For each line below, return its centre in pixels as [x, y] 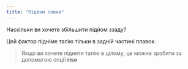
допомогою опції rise [49, 59]
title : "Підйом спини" [35, 12]
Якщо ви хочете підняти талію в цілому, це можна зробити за [101, 53]
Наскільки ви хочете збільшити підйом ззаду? [66, 29]
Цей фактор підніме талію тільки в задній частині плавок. [81, 41]
